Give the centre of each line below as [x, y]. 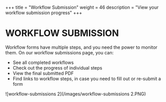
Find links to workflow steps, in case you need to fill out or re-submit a [87, 79]
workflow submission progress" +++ [44, 13]
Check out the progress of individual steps [57, 67]
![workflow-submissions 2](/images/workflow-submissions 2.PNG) [76, 94]
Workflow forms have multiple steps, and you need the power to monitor [81, 47]
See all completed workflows [43, 62]
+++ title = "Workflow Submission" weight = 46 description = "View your [82, 7]
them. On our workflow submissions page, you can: [60, 52]
